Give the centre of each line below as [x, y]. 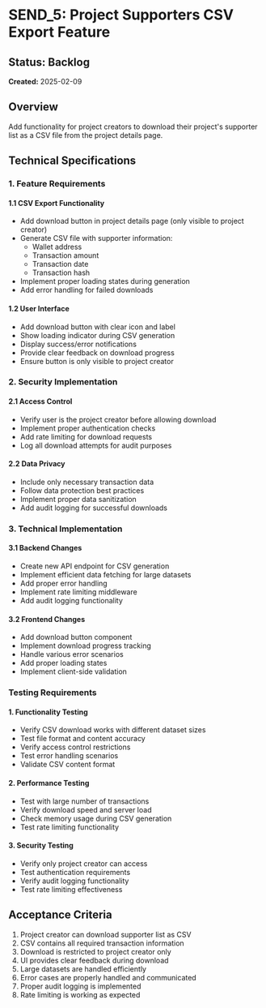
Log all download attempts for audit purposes [96, 445]
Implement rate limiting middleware [78, 592]
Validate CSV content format [68, 765]
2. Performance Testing [49, 783]
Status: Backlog [49, 62]
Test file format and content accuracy [82, 739]
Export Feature [59, 32]
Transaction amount [65, 255]
